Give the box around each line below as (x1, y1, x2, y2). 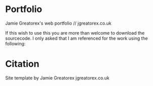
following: (5, 40, 26, 46)
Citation (5, 58, 39, 70)
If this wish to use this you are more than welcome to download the (5, 30, 145, 36)
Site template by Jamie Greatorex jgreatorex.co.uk (5, 74, 110, 81)
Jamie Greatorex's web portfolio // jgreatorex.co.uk (5, 20, 112, 26)
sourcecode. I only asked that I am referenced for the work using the (5, 35, 148, 41)
